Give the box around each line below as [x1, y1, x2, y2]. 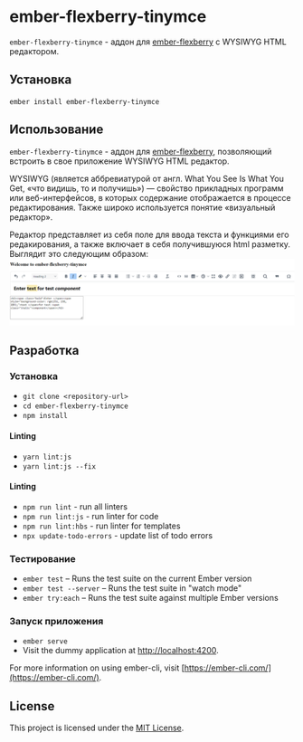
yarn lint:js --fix [22, 461, 97, 471]
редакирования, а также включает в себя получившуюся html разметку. [9, 238, 291, 250]
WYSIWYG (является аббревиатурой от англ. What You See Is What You [9, 173, 285, 184]
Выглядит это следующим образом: [9, 248, 149, 259]
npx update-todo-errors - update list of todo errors [22, 529, 213, 540]
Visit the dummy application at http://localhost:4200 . [22, 645, 219, 656]
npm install [22, 412, 68, 421]
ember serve [22, 637, 68, 646]
